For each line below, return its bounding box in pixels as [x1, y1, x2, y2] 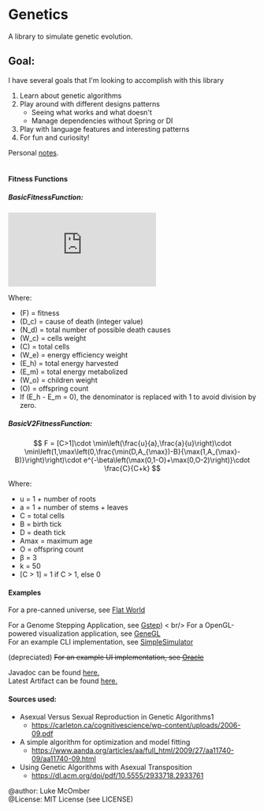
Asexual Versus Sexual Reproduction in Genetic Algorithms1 [19, 712, 214, 721]
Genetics [8, 6, 69, 24]
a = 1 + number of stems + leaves [19, 503, 128, 512]
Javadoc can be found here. [8, 668, 100, 678]
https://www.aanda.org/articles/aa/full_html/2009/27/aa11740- [31, 746, 235, 755]
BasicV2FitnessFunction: [8, 418, 93, 428]
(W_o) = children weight [19, 376, 98, 385]
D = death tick [19, 528, 66, 537]
